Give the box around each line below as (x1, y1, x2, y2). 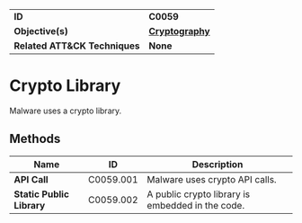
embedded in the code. (147, 199, 245, 211)
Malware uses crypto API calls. (147, 173, 277, 185)
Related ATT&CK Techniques (13, 40, 140, 52)
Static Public (13, 188, 70, 201)
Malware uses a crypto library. (9, 105, 122, 116)
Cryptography (148, 25, 210, 37)
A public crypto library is (147, 188, 251, 201)
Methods (9, 131, 61, 147)
